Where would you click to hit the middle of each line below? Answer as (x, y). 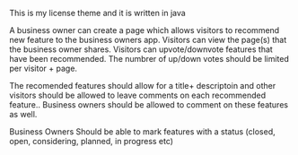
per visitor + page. (44, 68)
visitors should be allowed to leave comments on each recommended (138, 95)
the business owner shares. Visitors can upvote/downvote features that (141, 49)
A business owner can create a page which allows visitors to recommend (145, 30)
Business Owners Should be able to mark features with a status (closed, (142, 132)
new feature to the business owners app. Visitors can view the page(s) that (148, 40)
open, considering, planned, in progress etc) (91, 141)
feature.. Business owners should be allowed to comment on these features (149, 105)
